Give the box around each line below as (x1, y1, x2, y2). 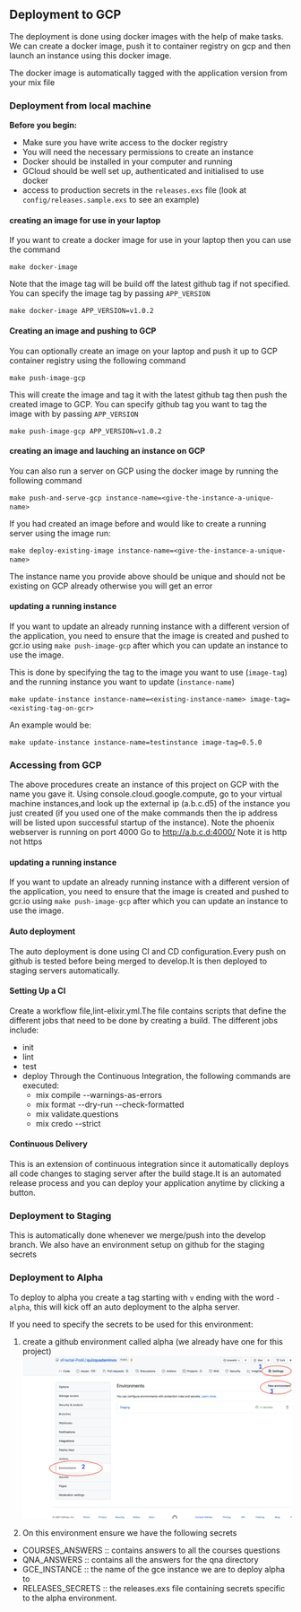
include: (9, 1024, 39, 1035)
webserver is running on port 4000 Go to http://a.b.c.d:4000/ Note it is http (9, 827, 288, 838)
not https (9, 836, 43, 847)
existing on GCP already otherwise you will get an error (9, 580, 213, 591)
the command (9, 244, 61, 255)
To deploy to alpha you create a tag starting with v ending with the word (9, 1292, 275, 1303)
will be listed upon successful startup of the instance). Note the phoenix (9, 817, 275, 828)
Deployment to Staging (9, 1209, 112, 1222)
